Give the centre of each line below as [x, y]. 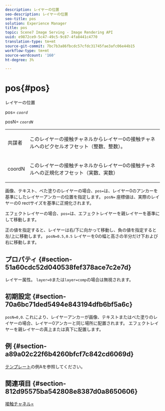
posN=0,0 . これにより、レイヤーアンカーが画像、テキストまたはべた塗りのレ [82, 317]
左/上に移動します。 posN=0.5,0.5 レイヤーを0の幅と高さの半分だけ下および [82, 236]
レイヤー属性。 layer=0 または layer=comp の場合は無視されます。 [69, 280]
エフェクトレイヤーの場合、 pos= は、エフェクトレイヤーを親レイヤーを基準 [80, 213]
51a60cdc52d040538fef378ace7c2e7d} [68, 267]
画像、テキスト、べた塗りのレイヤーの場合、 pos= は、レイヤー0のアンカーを [82, 191]
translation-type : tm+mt [30, 42]
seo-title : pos [21, 19]
